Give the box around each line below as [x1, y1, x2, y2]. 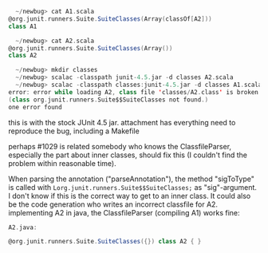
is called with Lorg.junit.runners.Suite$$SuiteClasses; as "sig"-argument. [8, 182, 258, 192]
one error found [8, 103, 62, 111]
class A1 [8, 22, 37, 30]
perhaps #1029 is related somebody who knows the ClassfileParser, [8, 141, 232, 151]
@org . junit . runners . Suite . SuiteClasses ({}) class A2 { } [8, 238, 202, 246]
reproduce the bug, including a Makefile [8, 126, 140, 136]
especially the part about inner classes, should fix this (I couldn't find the [8, 150, 247, 160]
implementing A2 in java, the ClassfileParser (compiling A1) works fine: [8, 208, 241, 217]
